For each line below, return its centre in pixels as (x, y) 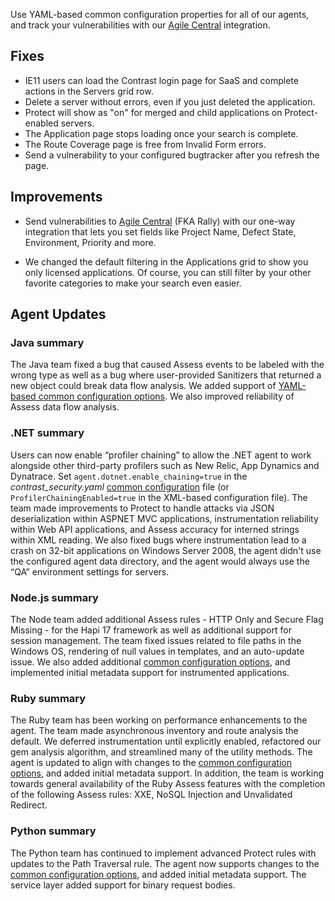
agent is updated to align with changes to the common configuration (151, 763)
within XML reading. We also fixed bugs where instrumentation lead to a (158, 540)
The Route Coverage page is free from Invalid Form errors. (145, 144)
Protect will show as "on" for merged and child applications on (153, 112)
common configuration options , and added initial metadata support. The (158, 874)
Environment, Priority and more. (90, 242)
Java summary (47, 342)
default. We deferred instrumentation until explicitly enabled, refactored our (166, 741)
